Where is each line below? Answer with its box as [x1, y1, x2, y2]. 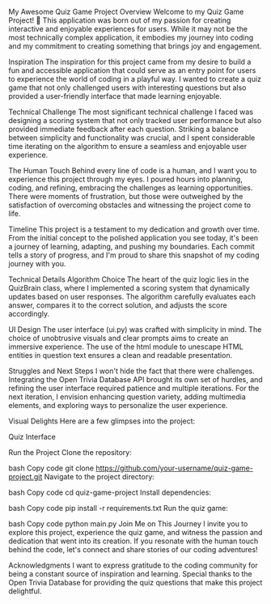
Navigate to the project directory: [44, 472, 155, 481]
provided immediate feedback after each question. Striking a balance [8, 125, 239, 134]
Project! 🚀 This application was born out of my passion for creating [8, 15, 231, 25]
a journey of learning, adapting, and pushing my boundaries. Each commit [8, 242, 255, 251]
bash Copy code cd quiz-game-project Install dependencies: [8, 487, 212, 497]
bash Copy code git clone [8, 463, 95, 473]
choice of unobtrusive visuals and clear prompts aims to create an [8, 334, 229, 342]
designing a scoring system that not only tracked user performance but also [8, 116, 262, 125]
